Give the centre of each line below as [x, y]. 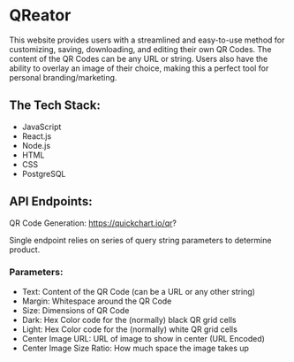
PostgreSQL [44, 173]
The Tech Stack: [55, 106]
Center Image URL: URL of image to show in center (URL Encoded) [143, 338]
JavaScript [41, 127]
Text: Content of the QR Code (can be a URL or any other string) [139, 291]
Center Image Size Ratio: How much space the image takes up [136, 348]
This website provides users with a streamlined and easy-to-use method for [147, 40]
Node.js [36, 145]
